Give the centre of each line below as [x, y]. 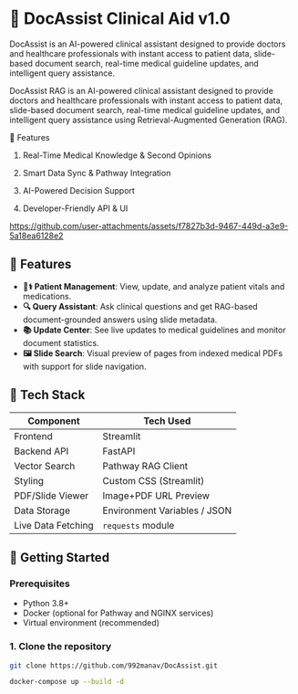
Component [53, 421]
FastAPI [119, 451]
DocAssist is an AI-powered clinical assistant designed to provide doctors [148, 44]
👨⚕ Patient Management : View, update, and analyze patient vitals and [154, 286]
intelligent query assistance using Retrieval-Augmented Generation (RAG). [149, 120]
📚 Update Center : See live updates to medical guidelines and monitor [154, 330]
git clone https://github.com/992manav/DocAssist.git [114, 666]
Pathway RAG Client [145, 466]
